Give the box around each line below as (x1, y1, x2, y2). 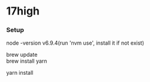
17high (6, 4, 40, 18)
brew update (6, 51, 38, 58)
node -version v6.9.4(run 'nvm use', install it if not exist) (6, 39, 145, 46)
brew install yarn (6, 57, 47, 65)
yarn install (6, 69, 34, 77)
